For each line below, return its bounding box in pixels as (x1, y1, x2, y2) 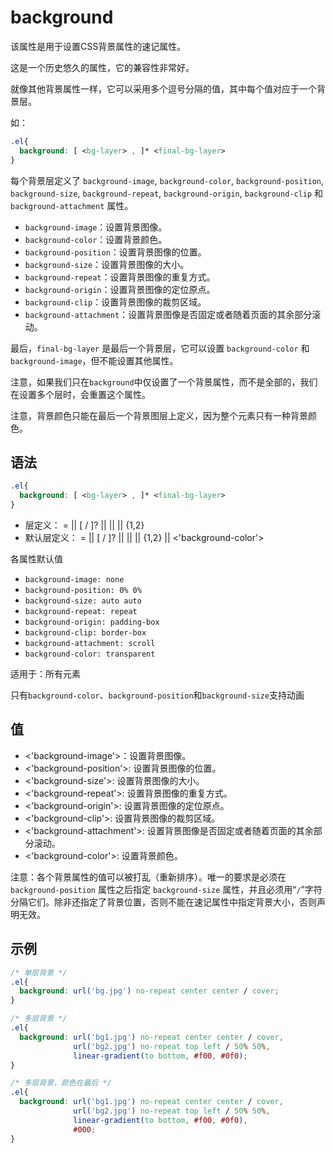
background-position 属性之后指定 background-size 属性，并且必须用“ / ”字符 (10, 883, 323, 895)
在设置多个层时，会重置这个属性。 (10, 388, 151, 400)
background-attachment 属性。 (10, 199, 134, 211)
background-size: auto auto (24, 596, 142, 606)
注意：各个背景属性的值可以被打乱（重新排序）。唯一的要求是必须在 (10, 871, 287, 883)
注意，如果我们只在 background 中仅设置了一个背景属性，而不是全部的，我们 (10, 376, 318, 388)
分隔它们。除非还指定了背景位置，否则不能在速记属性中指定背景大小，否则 (10, 896, 317, 908)
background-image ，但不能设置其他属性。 (10, 354, 179, 366)
